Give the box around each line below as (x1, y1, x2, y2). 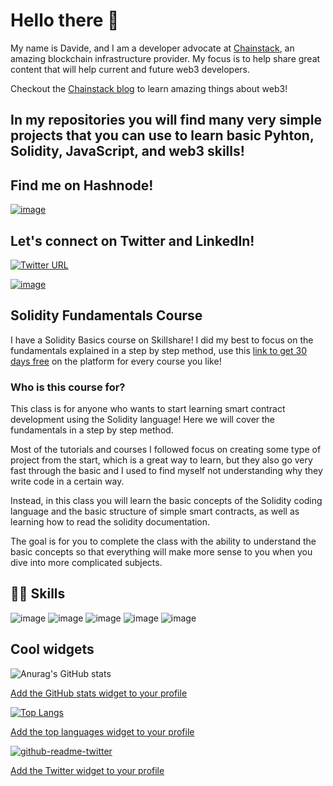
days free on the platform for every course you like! (10, 355, 222, 367)
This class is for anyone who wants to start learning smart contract (10, 403, 286, 415)
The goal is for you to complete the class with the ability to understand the (10, 535, 317, 548)
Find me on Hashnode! (10, 177, 154, 194)
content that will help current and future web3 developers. (10, 63, 251, 75)
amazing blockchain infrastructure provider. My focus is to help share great (10, 52, 321, 64)
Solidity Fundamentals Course (10, 307, 203, 324)
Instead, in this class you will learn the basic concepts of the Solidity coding (10, 495, 323, 507)
